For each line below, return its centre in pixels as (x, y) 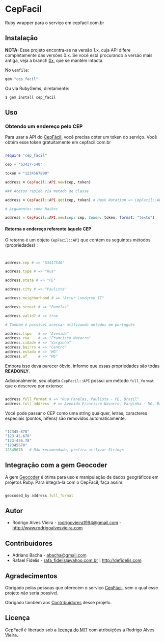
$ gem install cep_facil (30, 97)
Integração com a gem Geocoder (56, 465)
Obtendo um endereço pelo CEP (44, 126)
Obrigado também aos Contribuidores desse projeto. (58, 603)
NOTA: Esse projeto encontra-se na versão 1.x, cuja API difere (68, 50)
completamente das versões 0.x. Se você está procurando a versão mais (79, 55)
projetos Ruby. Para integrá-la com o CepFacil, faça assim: (64, 482)
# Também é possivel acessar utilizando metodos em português (70, 325)
